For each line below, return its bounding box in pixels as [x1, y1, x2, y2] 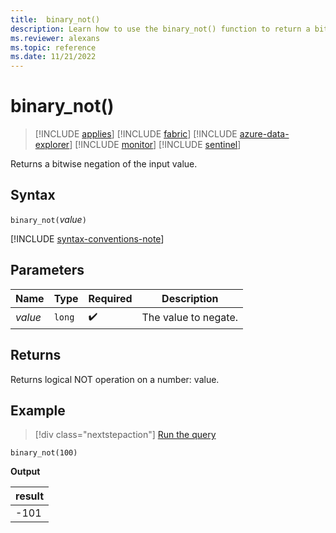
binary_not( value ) [10, 213, 87, 225]
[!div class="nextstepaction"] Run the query [34, 429, 217, 441]
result [15, 489, 45, 503]
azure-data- [239, 128, 290, 140]
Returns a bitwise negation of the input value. [10, 158, 198, 170]
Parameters [10, 262, 85, 279]
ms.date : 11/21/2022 [10, 52, 97, 62]
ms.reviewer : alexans [10, 33, 101, 43]
